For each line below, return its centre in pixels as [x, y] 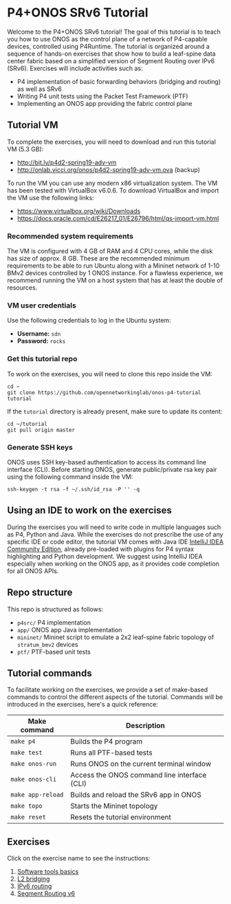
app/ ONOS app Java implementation [69, 629]
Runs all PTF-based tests [111, 753]
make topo [26, 806]
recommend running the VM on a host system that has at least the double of [115, 281]
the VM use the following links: [51, 197]
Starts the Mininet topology [114, 806]
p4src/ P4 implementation [54, 622]
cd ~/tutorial [27, 424]
